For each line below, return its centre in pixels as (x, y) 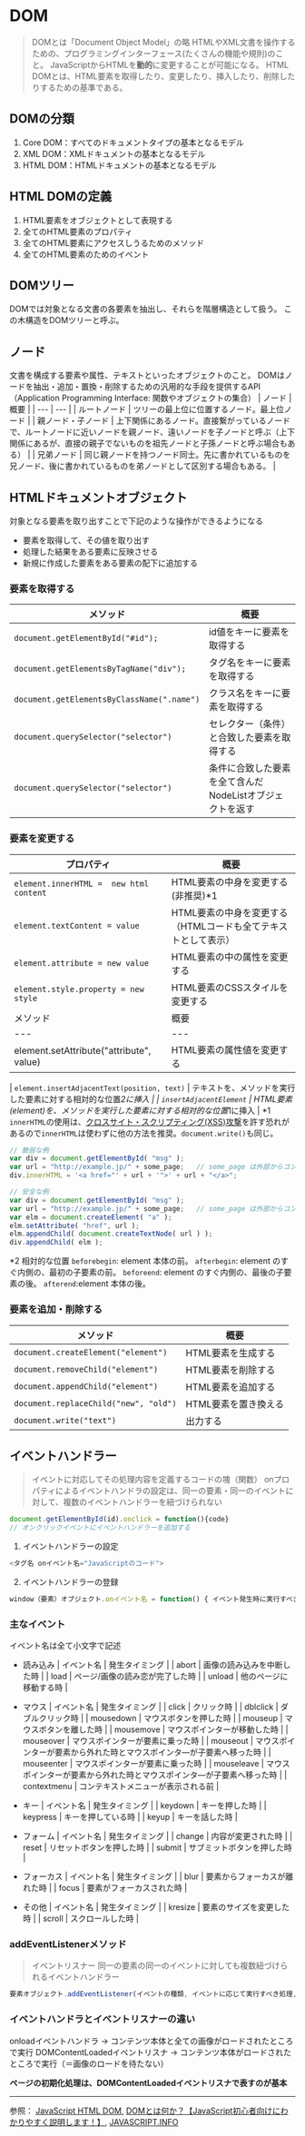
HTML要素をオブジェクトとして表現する (98, 220)
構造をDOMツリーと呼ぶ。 (74, 320)
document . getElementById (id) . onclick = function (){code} (119, 1520)
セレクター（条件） (249, 724)
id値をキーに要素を (249, 632)
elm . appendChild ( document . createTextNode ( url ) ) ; (111, 1234)
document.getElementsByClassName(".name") (107, 699)
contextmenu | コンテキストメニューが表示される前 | (121, 1787)
